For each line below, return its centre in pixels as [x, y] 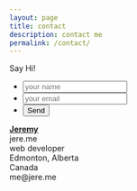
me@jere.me [33, 177]
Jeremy [24, 129]
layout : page [34, 18]
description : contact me [56, 34]
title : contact [38, 26]
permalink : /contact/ [50, 43]
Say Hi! [23, 68]
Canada [24, 168]
